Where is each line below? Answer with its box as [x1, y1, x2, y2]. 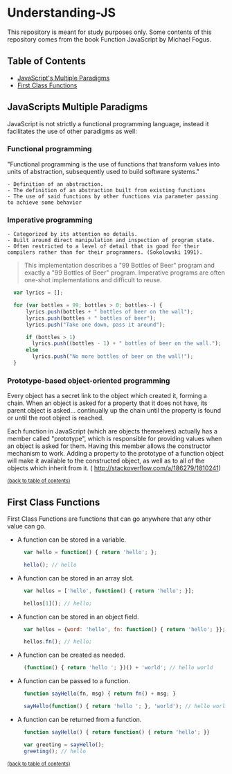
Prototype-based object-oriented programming [7, 376, 170, 386]
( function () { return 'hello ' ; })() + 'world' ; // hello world [24, 664, 213, 671]
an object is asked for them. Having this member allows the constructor [7, 442, 211, 450]
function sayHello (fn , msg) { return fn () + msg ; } [24, 690, 177, 698]
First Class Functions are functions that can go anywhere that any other [7, 515, 211, 523]
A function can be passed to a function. [17, 677, 130, 685]
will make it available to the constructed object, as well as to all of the [7, 456, 205, 465]
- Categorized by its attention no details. [7, 231, 138, 238]
